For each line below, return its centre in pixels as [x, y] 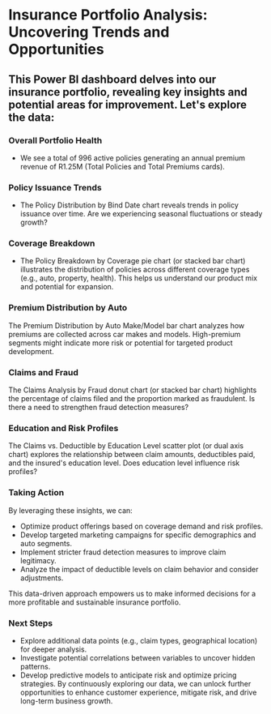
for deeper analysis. [53, 649]
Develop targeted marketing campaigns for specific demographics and [138, 534]
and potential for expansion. [67, 287]
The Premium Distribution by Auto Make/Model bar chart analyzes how [127, 325]
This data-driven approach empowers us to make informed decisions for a [132, 593]
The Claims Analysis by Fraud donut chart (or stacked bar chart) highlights [133, 390]
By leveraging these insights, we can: [71, 510]
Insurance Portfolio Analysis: [108, 15]
